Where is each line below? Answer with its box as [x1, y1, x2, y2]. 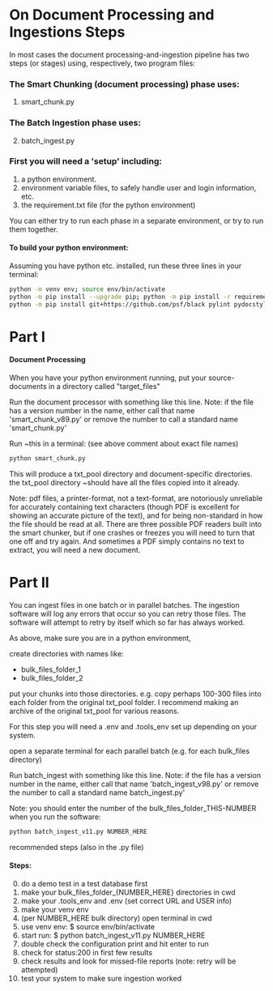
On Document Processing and [9, 6, 215, 24]
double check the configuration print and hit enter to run [20, 938, 209, 949]
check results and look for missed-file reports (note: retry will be [20, 956, 237, 966]
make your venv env [20, 904, 89, 914]
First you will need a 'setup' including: [9, 156, 163, 167]
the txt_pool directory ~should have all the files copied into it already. [9, 477, 240, 487]
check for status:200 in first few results [20, 947, 153, 957]
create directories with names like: [9, 648, 124, 658]
